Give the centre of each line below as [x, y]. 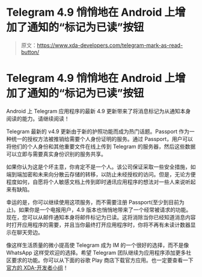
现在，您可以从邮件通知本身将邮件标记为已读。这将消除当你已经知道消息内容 [101, 217]
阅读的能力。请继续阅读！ [38, 119]
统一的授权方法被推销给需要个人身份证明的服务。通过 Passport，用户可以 [102, 138]
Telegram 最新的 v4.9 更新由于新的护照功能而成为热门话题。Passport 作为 [98, 131]
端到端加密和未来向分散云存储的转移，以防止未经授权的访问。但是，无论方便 [101, 174]
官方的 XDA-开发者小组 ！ [37, 267]
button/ [30, 52]
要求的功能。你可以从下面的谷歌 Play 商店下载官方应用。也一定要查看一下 [102, 260]
